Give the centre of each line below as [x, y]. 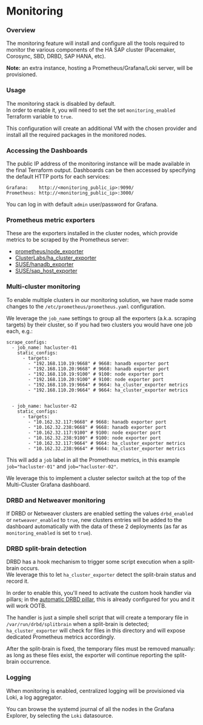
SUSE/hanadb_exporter [44, 264]
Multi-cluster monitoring [43, 287]
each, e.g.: [20, 331]
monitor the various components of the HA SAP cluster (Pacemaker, [91, 50]
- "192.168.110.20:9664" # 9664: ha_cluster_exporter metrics [108, 390]
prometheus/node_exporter [49, 252]
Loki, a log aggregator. [34, 697]
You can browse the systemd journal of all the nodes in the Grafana [90, 709]
